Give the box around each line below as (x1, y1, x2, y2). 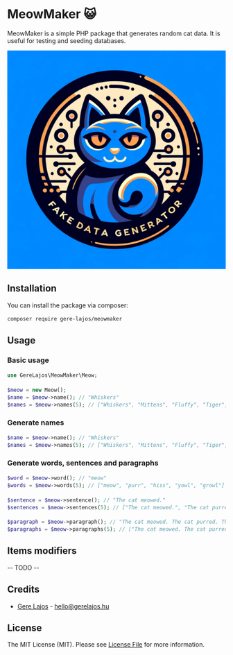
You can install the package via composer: (7, 301, 128, 309)
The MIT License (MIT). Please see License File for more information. (7, 640, 205, 649)
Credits (7, 584, 40, 595)
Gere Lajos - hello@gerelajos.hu (17, 602, 110, 610)
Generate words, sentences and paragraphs (7, 458, 159, 468)
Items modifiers (7, 545, 78, 557)
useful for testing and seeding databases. (7, 36, 126, 44)
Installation (7, 282, 57, 294)
